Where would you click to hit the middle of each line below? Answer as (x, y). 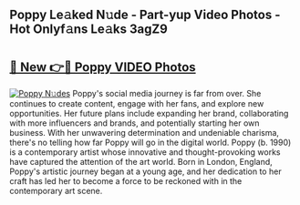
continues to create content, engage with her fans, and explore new (137, 103)
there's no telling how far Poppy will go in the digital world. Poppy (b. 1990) (150, 142)
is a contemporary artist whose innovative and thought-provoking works (145, 152)
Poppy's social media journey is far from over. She (167, 93)
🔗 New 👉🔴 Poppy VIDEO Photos (103, 67)
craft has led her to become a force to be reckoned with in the (126, 181)
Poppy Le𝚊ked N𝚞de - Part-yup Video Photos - (145, 15)
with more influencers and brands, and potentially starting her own (134, 123)
